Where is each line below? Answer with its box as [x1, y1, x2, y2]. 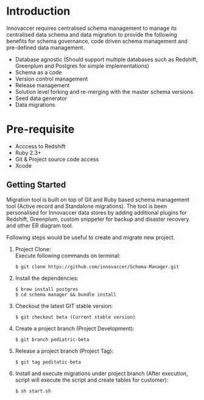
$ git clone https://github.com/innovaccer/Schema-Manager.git [15, 263, 180, 270]
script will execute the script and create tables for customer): [15, 376, 169, 384]
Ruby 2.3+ [15, 149, 41, 156]
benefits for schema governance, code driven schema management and [6, 37, 188, 45]
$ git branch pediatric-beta [15, 337, 90, 343]
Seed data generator [15, 95, 67, 102]
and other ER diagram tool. [6, 221, 74, 229]
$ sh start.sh [15, 388, 51, 394]
